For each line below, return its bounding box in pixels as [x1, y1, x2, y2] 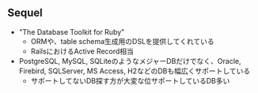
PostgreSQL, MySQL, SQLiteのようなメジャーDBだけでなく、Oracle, [18, 56, 241, 65]
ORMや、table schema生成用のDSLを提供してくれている [30, 36, 214, 46]
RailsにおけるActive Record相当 [30, 46, 134, 56]
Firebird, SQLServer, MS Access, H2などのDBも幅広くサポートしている [18, 66, 251, 76]
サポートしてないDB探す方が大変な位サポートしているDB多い [30, 76, 230, 85]
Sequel [7, 6, 43, 20]
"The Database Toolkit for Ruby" [18, 27, 125, 36]
